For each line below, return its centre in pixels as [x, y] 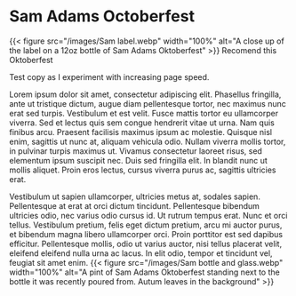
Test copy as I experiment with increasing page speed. [109, 76]
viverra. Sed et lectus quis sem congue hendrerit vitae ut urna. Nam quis [142, 123]
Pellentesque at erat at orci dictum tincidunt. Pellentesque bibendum [135, 205]
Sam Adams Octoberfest [102, 16]
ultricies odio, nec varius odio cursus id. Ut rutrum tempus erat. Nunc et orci [148, 215]
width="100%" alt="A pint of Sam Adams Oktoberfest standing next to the [144, 272]
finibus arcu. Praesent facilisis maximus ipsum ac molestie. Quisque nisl [141, 132]
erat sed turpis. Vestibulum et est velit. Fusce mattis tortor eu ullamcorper [144, 113]
